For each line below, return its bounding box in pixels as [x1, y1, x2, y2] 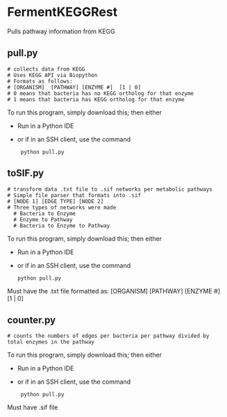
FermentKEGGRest [7, 4, 118, 20]
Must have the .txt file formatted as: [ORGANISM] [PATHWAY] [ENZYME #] [7, 287, 221, 295]
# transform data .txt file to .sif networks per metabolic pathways [7, 185, 213, 193]
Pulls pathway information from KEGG [7, 27, 116, 35]
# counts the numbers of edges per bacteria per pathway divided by [7, 332, 210, 340]
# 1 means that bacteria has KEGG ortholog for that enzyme [7, 96, 185, 103]
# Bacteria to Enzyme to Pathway [13, 222, 110, 229]
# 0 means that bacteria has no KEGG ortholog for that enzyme [7, 90, 194, 97]
